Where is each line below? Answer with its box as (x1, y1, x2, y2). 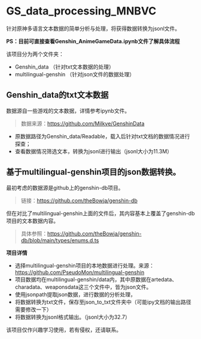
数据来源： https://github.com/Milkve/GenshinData (20, 120, 145, 127)
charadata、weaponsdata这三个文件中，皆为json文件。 (14, 283, 152, 290)
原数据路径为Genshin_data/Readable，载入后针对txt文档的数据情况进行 (14, 132, 190, 139)
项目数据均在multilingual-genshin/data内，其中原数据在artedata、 (14, 275, 178, 283)
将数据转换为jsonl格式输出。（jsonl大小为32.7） (14, 313, 130, 320)
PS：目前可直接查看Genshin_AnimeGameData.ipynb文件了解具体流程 (6, 37, 180, 44)
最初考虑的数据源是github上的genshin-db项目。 (6, 184, 124, 191)
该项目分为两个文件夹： (6, 50, 64, 58)
